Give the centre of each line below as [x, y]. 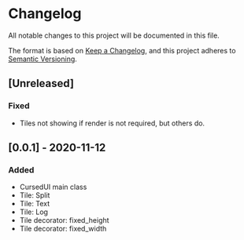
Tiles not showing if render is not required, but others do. [112, 123]
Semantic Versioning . [43, 59]
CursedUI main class [53, 187]
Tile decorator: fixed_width [63, 229]
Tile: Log [34, 212]
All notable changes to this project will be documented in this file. [114, 35]
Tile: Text [35, 204]
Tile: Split [35, 195]
